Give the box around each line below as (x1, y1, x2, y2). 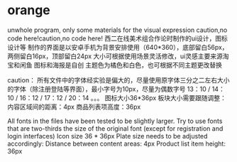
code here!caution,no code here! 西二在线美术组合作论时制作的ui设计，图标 (7, 34, 228, 43)
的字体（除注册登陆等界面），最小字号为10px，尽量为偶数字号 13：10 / (7, 85, 211, 93)
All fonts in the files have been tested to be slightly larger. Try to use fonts (7, 117, 223, 125)
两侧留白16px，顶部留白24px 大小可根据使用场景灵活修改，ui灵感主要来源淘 (7, 52, 229, 60)
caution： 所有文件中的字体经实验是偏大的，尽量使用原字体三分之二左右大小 (7, 75, 230, 84)
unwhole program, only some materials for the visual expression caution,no (7, 26, 228, 34)
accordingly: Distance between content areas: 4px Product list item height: (7, 139, 226, 148)
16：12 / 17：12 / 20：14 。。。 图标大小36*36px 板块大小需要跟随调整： (19, 93, 227, 102)
